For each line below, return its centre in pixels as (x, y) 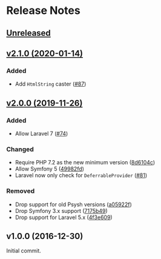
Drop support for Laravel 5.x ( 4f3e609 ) (64, 217)
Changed (20, 149)
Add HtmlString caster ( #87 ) (51, 84)
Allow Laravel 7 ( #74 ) (41, 133)
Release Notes (43, 11)
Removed (21, 191)
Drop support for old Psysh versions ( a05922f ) (73, 204)
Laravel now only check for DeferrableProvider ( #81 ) (81, 175)
